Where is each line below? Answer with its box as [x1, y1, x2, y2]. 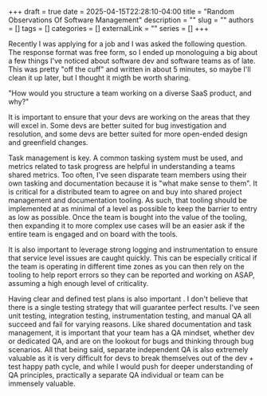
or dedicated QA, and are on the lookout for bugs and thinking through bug [8, 336, 254, 346]
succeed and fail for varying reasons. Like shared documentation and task [8, 320, 253, 329]
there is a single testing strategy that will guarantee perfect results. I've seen [8, 303, 260, 312]
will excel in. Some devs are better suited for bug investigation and [8, 121, 227, 130]
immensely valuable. [8, 378, 76, 388]
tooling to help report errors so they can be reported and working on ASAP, [8, 270, 255, 280]
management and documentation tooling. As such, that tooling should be [8, 195, 247, 205]
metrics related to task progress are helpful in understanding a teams [8, 162, 235, 171]
